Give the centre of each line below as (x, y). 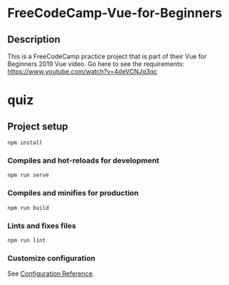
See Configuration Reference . (51, 274)
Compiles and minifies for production (73, 193)
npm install (25, 143)
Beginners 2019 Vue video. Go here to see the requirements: (96, 64)
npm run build (28, 208)
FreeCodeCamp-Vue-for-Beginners (115, 13)
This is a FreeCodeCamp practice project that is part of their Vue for (107, 56)
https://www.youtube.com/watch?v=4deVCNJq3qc (82, 71)
